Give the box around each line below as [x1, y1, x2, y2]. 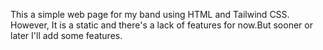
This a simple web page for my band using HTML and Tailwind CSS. [10, 9, 290, 20]
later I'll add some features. [10, 30, 123, 41]
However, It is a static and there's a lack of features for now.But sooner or [10, 19, 313, 31]
